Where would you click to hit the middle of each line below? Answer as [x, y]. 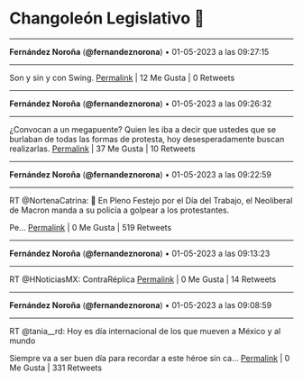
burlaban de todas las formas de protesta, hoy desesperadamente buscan [147, 139]
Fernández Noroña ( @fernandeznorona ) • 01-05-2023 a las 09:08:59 [141, 305]
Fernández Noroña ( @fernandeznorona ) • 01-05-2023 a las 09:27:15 [139, 51]
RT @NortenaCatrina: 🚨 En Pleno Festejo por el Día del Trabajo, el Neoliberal [151, 200]
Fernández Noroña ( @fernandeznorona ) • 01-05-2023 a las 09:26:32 [141, 104]
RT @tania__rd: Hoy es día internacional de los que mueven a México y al [145, 331]
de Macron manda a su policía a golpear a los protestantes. [119, 210]
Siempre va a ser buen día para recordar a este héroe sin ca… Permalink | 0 [150, 358]
